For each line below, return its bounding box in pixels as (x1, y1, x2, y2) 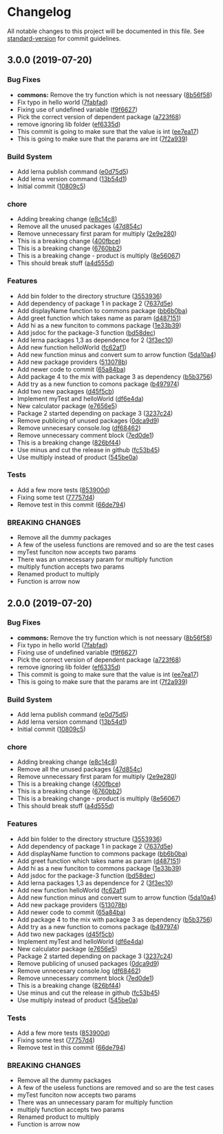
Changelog (7, 4, 72, 20)
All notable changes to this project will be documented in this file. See (7, 27, 205, 35)
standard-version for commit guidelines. (7, 34, 121, 42)
